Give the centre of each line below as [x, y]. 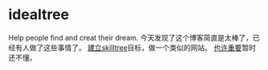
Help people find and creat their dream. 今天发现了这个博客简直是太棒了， [130, 37]
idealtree [39, 15]
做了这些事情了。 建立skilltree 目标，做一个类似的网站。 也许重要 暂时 [143, 47]
